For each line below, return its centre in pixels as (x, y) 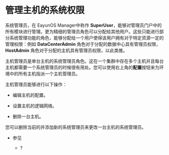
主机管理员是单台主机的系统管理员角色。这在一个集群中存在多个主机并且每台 (84, 61)
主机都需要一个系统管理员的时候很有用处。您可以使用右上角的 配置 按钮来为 (82, 67)
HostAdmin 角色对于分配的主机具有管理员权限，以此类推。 (66, 50)
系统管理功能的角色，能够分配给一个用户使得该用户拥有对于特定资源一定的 (87, 38)
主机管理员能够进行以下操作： (36, 84)
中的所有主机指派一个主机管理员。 (45, 73)
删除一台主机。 (28, 116)
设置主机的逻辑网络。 (34, 106)
